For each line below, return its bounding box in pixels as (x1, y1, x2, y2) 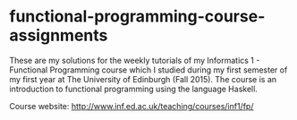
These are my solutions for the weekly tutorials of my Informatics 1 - (9, 55, 260, 65)
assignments (9, 25, 108, 46)
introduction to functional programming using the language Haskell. (9, 83, 258, 94)
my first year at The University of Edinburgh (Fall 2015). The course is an (9, 73, 277, 84)
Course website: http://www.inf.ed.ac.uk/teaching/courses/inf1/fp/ (9, 100, 254, 111)
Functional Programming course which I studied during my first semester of (9, 64, 288, 75)
